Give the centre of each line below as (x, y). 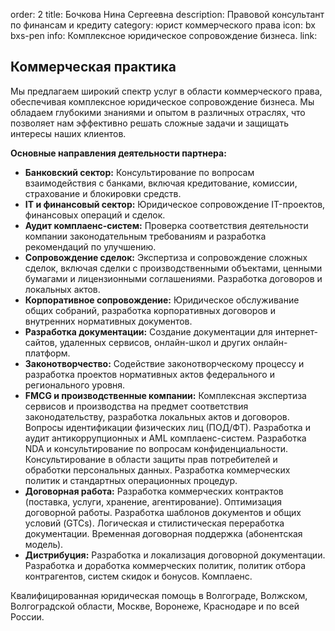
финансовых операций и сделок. (95, 215)
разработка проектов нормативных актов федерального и (149, 374)
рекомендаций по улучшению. (90, 246)
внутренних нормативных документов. (108, 321)
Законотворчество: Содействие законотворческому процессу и (164, 363)
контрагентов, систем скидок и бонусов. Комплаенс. (138, 576)
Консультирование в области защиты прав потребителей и (151, 459)
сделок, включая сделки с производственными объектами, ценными (173, 268)
